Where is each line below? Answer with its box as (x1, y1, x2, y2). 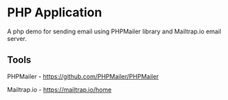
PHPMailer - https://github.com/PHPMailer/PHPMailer (7, 72, 159, 80)
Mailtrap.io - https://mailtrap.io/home (7, 85, 112, 93)
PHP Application (7, 5, 102, 20)
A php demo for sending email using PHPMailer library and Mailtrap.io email (7, 27, 222, 35)
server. (7, 34, 27, 42)
